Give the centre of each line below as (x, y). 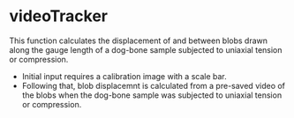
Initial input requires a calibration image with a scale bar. (124, 76)
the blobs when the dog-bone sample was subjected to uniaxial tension (152, 95)
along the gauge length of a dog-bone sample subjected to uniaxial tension (146, 49)
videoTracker (59, 16)
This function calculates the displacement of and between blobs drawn (138, 41)
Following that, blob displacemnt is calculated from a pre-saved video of (153, 85)
